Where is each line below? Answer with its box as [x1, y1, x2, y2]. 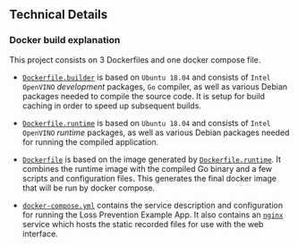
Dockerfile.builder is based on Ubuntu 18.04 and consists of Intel [21, 72, 271, 82]
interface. [21, 228, 58, 239]
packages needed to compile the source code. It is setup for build [21, 90, 266, 101]
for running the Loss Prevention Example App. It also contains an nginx [21, 209, 284, 220]
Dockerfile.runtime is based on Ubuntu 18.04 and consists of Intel [21, 117, 271, 128]
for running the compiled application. [21, 136, 159, 147]
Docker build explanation [9, 34, 121, 47]
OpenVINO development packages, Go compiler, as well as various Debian [21, 81, 288, 92]
